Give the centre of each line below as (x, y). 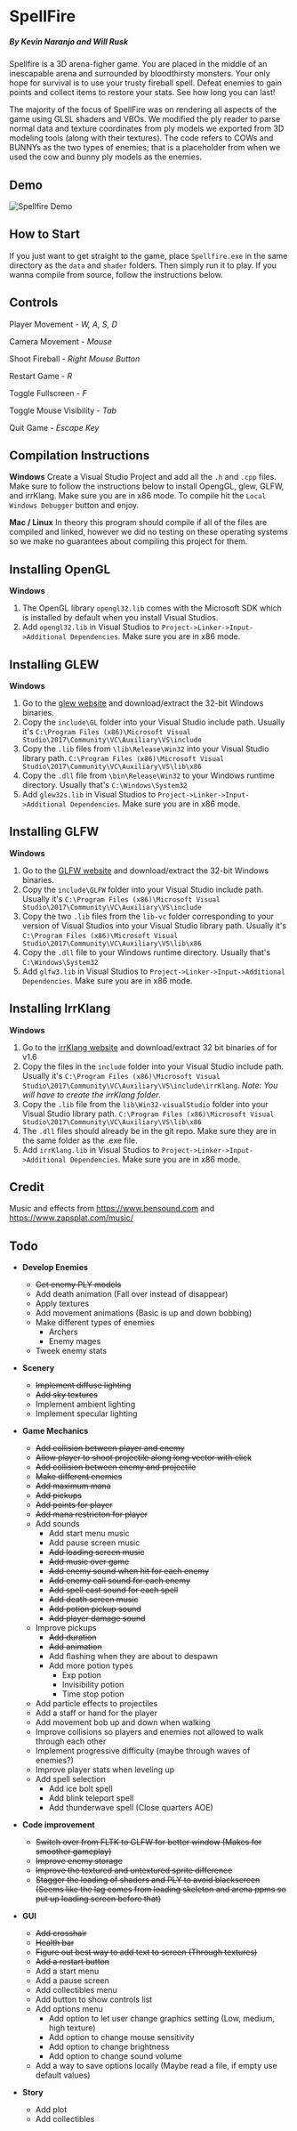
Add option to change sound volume (115, 2056)
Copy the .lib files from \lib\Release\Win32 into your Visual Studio (145, 749)
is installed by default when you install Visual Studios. (120, 618)
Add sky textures (66, 1395)
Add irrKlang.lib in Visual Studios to (91, 1149)
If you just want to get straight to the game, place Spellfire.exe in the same (148, 255)
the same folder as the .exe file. (80, 1140)
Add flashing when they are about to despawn (133, 1657)
